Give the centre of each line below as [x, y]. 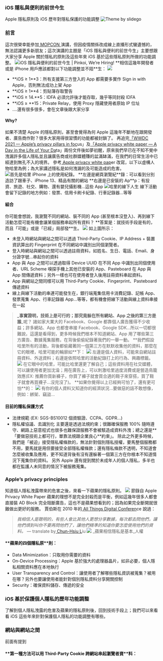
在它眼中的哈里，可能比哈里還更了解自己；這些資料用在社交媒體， [89, 364]
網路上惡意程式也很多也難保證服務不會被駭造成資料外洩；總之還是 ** [89, 430]
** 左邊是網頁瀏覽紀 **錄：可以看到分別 [117, 174]
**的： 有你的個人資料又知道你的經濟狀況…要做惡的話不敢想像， [88, 388]
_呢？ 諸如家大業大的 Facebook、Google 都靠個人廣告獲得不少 [84, 322]
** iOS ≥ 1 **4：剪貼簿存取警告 [42, 91]
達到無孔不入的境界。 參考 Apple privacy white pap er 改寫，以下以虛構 [80, 162]
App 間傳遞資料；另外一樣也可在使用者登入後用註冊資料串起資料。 [78, 275]
